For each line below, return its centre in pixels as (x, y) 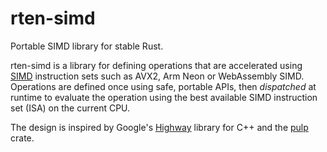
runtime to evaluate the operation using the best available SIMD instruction (164, 97)
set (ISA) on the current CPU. (70, 108)
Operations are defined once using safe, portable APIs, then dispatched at (163, 86)
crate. (22, 138)
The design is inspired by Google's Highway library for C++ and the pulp (159, 127)
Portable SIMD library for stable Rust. (87, 46)
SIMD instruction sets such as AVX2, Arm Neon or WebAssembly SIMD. (157, 76)
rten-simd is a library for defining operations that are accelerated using (156, 65)
